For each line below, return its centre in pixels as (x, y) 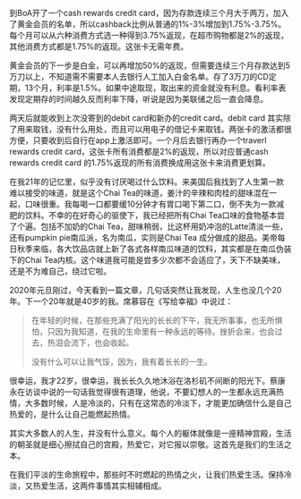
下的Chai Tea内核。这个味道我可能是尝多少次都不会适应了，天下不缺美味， (147, 260)
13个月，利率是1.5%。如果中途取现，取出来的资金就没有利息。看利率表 (155, 88)
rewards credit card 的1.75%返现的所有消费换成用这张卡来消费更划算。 (140, 163)
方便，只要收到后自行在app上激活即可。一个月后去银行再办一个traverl (138, 140)
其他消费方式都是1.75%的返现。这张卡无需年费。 (99, 47)
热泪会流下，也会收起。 (90, 343)
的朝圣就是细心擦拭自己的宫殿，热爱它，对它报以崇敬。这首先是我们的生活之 (150, 444)
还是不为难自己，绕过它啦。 (60, 271)
